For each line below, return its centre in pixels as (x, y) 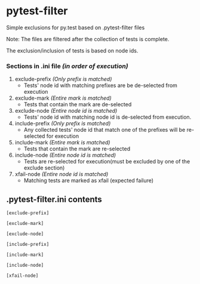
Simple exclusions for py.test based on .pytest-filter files (76, 27)
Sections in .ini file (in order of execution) (67, 66)
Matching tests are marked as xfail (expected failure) (89, 181)
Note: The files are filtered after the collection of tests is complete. (88, 39)
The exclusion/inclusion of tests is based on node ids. (72, 50)
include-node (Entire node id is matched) (65, 155)
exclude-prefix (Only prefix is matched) (63, 79)
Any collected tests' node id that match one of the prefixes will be (104, 130)
